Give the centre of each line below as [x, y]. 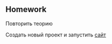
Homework [26, 10]
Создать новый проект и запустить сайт [56, 35]
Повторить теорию [29, 23]
